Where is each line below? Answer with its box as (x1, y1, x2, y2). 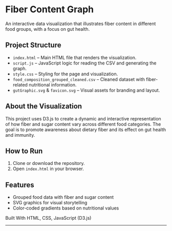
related (12, 81, 28, 88)
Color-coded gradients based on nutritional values (12, 205, 119, 211)
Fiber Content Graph (5, 4, 94, 15)
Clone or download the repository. (12, 160, 85, 166)
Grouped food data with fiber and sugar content (12, 194, 114, 200)
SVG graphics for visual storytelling (12, 200, 88, 206)
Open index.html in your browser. (12, 165, 84, 172)
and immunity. (5, 132, 35, 138)
